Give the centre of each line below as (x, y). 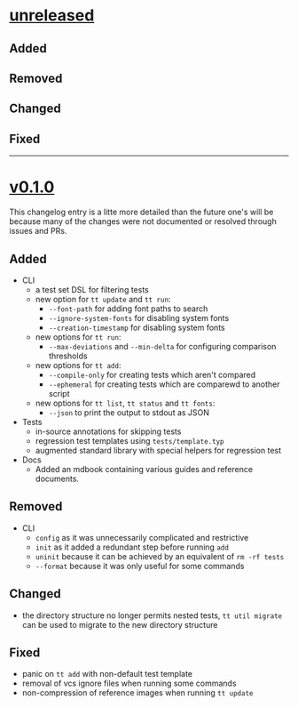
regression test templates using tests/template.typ (129, 440)
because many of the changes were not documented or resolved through (143, 221)
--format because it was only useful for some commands (140, 566)
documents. (57, 478)
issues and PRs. (38, 231)
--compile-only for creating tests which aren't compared (152, 374)
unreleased (52, 16)
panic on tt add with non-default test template (107, 674)
